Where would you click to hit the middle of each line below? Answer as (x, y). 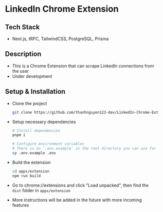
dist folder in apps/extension (41, 190)
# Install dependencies (36, 130)
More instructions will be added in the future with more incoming (77, 200)
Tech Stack (22, 27)
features (20, 205)
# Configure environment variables (48, 144)
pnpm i (19, 135)
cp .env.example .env (34, 153)
